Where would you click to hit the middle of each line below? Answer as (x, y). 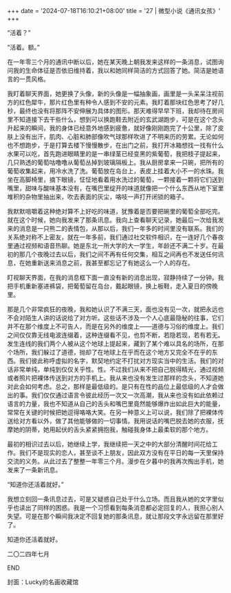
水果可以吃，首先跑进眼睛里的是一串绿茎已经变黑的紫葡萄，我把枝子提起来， (115, 154)
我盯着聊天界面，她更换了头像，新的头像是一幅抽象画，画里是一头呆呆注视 (112, 93)
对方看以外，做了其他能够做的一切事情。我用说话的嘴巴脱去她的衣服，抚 (121, 421)
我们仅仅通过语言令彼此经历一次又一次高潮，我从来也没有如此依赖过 (127, 395)
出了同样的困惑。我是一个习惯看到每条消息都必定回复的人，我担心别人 (124, 507)
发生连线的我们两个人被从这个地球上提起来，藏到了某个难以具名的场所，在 (112, 344)
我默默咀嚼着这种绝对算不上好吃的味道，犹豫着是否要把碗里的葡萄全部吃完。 (115, 211)
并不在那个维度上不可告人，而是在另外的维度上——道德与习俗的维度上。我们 (115, 326)
